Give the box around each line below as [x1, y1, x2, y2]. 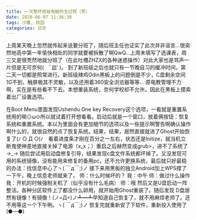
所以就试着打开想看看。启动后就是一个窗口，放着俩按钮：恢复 [40, 113, 189, 121]
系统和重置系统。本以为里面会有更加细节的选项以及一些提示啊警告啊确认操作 [6, 121, 191, 128]
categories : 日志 [6, 25, 47, 31]
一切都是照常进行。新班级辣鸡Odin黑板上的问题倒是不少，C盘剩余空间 [16, 71, 186, 78]
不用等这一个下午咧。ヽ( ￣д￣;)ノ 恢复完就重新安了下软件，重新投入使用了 [6, 201, 187, 209]
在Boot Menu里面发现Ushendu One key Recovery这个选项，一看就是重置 [6, 106, 182, 113]
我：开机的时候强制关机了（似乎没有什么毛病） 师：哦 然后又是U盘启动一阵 [6, 179, 188, 186]
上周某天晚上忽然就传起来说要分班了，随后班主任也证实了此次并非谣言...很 [6, 42, 186, 49]
